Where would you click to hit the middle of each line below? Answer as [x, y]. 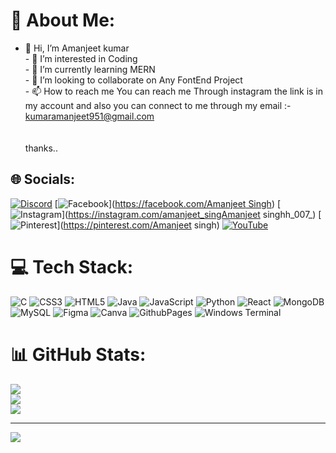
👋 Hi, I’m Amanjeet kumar [77, 48]
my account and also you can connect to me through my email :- [158, 105]
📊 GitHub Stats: [78, 354]
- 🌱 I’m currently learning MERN [90, 69]
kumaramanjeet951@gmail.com [89, 116]
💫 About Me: [63, 20]
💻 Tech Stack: [72, 266]
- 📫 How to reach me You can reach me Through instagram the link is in [174, 91]
